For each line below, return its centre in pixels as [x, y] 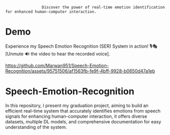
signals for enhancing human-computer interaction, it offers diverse [76, 116]
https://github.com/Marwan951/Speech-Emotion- [57, 65]
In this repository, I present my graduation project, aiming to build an [77, 105]
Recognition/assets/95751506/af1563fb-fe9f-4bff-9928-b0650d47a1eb [80, 71]
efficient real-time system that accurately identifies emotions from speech [83, 111]
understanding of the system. [36, 127]
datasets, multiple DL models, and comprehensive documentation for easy [83, 121]
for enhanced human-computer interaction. [51, 12]
